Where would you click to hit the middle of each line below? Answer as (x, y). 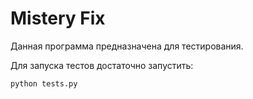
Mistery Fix (58, 18)
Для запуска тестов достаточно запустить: (102, 65)
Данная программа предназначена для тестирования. (127, 46)
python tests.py (44, 83)
